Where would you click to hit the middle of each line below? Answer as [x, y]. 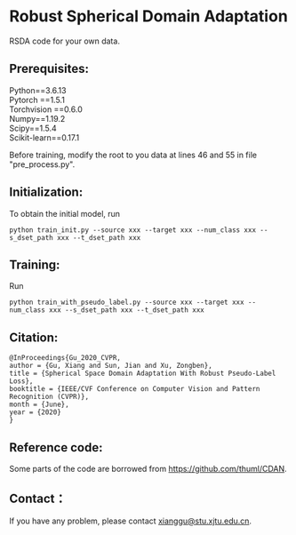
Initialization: [46, 192]
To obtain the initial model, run [65, 213]
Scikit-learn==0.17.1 [44, 137]
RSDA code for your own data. [64, 41]
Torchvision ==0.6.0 [46, 109]
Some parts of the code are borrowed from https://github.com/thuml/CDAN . [148, 469]
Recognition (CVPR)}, [49, 397]
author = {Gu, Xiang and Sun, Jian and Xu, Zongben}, [111, 366]
